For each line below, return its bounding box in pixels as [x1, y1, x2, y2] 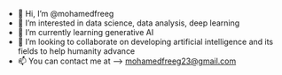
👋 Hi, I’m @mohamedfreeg [17, 9, 114, 19]
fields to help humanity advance [17, 46, 136, 56]
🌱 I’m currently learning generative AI [17, 27, 154, 37]
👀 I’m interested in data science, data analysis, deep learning [17, 18, 240, 28]
